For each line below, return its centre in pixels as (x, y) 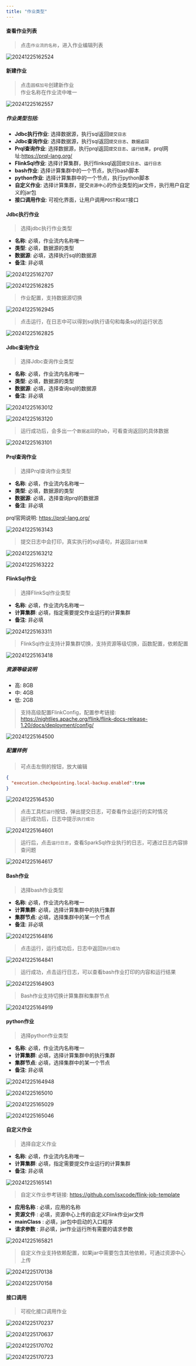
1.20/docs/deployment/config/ (57, 725)
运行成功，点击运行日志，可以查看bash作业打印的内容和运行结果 (98, 972)
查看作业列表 (21, 31)
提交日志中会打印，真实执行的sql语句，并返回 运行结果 (84, 541)
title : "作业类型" (27, 11)
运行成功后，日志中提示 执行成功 (57, 819)
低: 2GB (24, 700)
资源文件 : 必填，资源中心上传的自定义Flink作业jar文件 (79, 1214)
